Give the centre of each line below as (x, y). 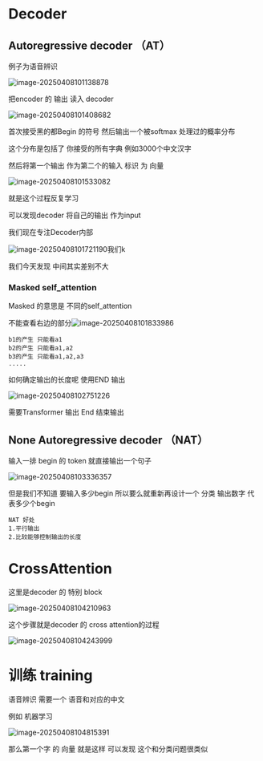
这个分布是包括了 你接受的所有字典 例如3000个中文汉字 (100, 148)
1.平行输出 (24, 529)
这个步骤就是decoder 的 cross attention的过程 (84, 625)
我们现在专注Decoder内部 (51, 232)
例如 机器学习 (30, 716)
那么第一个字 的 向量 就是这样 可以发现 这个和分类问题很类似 (108, 749)
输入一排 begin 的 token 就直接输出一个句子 (80, 461)
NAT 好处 (22, 520)
